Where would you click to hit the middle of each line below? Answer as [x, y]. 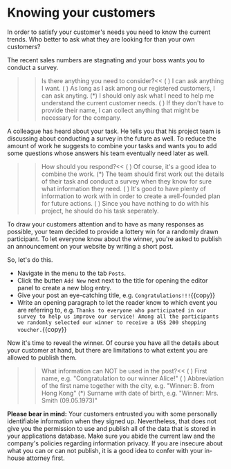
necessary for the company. [82, 117]
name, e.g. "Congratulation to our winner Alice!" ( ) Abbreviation [132, 378]
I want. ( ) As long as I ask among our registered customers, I [128, 88]
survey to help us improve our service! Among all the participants [118, 317]
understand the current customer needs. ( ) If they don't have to [132, 103]
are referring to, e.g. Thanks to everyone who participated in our [112, 310]
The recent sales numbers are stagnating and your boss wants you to [106, 60]
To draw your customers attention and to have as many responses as [105, 224]
